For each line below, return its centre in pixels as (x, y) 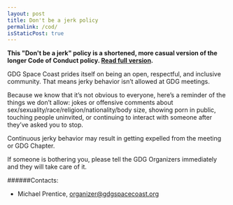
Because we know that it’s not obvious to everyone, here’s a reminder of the (116, 95)
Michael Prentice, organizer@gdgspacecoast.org (88, 194)
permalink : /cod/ (33, 27)
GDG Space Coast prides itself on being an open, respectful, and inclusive (114, 74)
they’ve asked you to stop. (45, 125)
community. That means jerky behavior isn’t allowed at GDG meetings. (108, 82)
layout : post (26, 14)
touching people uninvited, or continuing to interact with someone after (110, 118)
